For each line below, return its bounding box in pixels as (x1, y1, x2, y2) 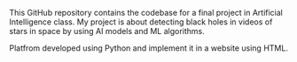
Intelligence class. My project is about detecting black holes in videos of (9, 17, 273, 27)
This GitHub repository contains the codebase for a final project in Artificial (9, 8, 284, 17)
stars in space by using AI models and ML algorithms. (9, 26, 206, 36)
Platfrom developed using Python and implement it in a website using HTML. (9, 43, 288, 53)
